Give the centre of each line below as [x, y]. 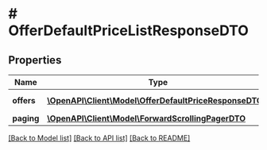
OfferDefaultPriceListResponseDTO [128, 31]
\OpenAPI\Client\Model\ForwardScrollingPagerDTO [147, 118]
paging [26, 118]
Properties [35, 60]
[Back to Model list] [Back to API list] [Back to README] [99, 138]
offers [24, 100]
